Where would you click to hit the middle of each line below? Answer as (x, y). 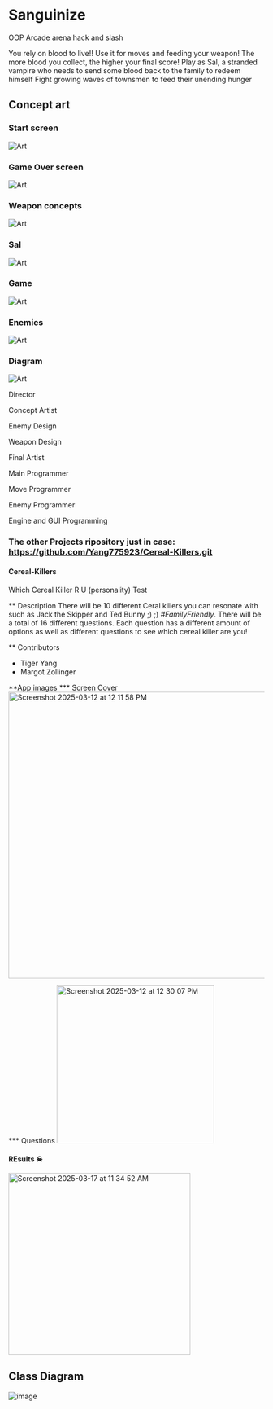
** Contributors (34, 647)
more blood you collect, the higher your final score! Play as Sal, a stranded (133, 62)
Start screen (33, 128)
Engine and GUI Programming (58, 521)
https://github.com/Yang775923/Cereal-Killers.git (110, 552)
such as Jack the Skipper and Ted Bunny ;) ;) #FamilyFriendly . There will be (135, 614)
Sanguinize (47, 15)
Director (22, 395)
